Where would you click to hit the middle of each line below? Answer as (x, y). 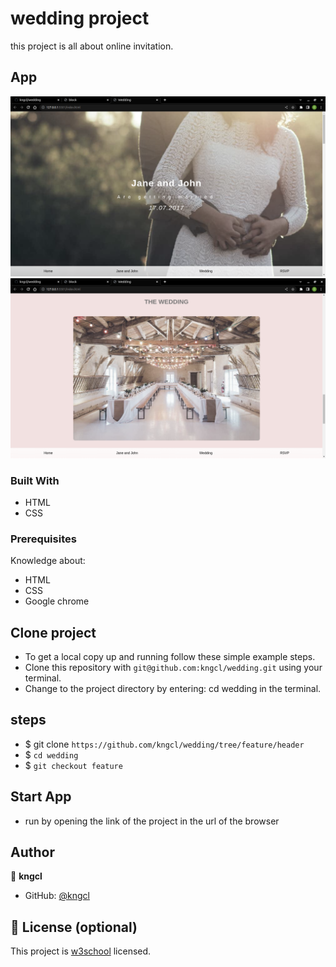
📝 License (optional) (74, 927)
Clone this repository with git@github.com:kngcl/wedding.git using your (173, 667)
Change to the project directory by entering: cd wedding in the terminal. (173, 688)
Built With (35, 480)
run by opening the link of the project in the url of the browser (152, 821)
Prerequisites (43, 539)
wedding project (80, 18)
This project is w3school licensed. (81, 951)
